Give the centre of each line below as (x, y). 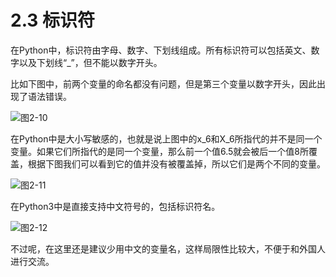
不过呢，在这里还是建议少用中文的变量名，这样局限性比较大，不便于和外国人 (168, 248)
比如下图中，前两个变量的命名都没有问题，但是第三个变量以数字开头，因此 (163, 83)
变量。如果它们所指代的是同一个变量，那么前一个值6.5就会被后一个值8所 (160, 151)
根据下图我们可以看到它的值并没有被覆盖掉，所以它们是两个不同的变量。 (176, 163)
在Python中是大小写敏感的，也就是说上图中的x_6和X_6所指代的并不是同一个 (166, 138)
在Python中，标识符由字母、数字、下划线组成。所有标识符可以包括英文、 (161, 50)
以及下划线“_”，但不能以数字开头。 (90, 62)
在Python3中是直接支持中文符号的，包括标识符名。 (115, 206)
